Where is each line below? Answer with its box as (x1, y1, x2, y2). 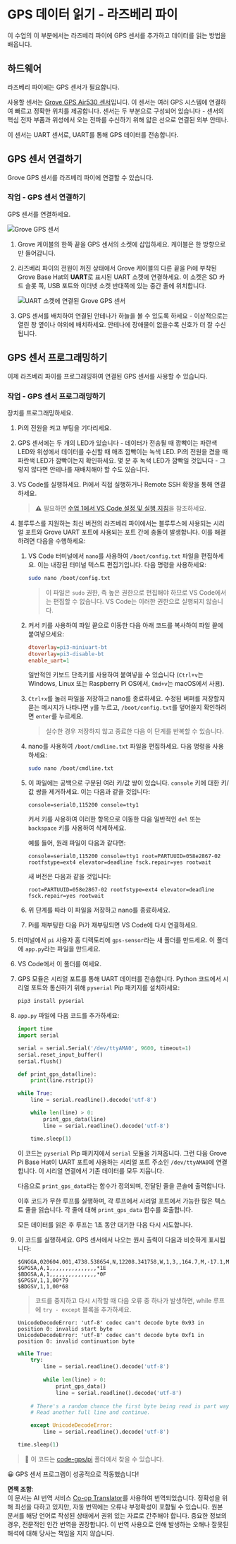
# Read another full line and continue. (30, 1409, 151, 1416)
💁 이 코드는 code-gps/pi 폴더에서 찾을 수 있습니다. (24, 1454, 164, 1463)
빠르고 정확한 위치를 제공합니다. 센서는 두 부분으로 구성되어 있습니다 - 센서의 (14, 107, 224, 115)
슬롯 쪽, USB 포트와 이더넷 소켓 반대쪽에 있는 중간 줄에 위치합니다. (25, 281, 206, 290)
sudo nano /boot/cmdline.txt (27, 765, 114, 772)
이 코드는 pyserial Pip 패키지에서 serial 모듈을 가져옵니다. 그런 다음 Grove (17, 1148, 228, 1157)
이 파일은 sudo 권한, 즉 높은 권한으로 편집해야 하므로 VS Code (45, 588, 216, 597)
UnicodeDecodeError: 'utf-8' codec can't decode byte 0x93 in (17, 1319, 204, 1326)
